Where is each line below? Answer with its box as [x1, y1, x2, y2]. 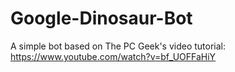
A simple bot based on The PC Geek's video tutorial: [10, 40, 227, 52]
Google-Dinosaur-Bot [10, 7, 193, 30]
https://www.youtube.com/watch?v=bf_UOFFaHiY [10, 50, 217, 62]
